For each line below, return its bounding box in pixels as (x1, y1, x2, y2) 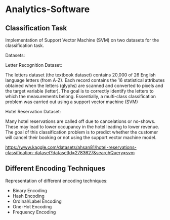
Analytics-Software (5, 4, 90, 15)
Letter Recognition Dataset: (5, 62, 62, 68)
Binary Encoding (12, 187, 47, 193)
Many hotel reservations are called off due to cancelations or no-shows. (5, 118, 156, 124)
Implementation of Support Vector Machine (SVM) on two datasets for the (5, 37, 159, 43)
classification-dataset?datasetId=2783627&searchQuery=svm (5, 150, 135, 155)
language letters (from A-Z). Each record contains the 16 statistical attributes (5, 77, 165, 83)
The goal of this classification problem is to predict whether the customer (5, 129, 158, 135)
